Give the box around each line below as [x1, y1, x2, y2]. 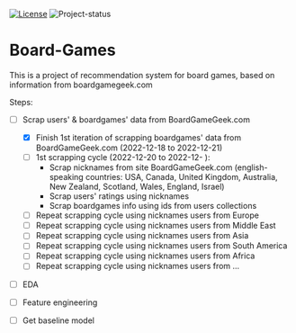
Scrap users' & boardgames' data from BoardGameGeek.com [22, 113, 250, 125]
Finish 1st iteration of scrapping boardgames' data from [35, 132, 241, 143]
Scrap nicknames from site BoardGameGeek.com [49, 162, 233, 173]
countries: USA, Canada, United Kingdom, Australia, [85, 172, 278, 183]
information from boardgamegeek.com [9, 79, 153, 90]
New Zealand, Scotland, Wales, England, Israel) [49, 181, 225, 193]
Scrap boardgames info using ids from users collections [49, 201, 257, 211]
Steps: [9, 96, 33, 107]
